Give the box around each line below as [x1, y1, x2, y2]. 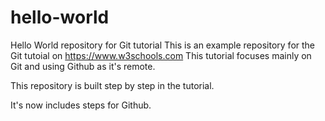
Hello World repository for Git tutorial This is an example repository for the [10, 39, 316, 51]
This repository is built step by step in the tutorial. [10, 79, 215, 91]
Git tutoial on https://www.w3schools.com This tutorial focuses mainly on [10, 49, 312, 61]
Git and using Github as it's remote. [10, 60, 156, 72]
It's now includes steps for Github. [10, 99, 152, 111]
